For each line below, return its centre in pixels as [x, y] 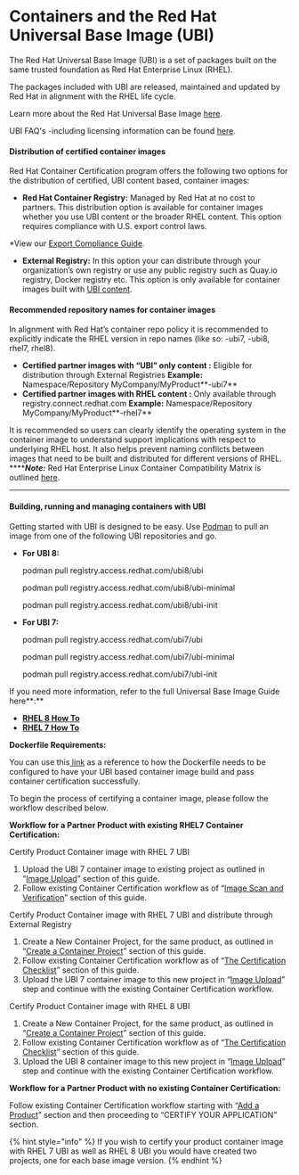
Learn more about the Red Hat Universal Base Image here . [116, 113]
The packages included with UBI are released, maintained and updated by [145, 86]
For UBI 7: [40, 622]
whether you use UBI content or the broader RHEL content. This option [152, 217]
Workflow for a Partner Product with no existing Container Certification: [145, 1088]
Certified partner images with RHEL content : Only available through [149, 394]
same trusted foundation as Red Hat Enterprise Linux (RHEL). [121, 70]
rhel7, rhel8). [32, 349]
